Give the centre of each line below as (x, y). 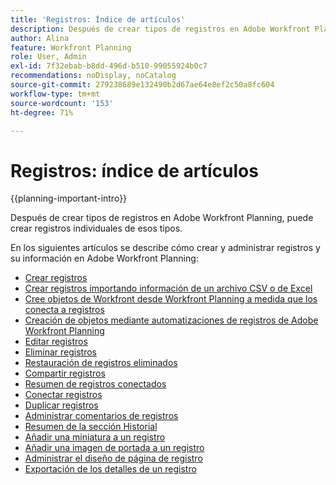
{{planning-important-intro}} (69, 198)
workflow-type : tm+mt (55, 94)
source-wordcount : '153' (62, 103)
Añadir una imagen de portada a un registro (114, 448)
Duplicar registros (61, 405)
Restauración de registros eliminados (101, 363)
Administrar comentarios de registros (101, 416)
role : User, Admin (48, 57)
